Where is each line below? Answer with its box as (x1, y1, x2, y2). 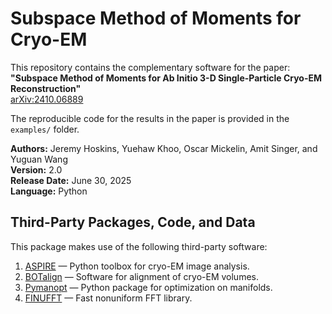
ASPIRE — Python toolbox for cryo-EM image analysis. (24, 260, 250, 272)
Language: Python (10, 185, 88, 197)
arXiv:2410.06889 (10, 93, 84, 105)
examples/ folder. (10, 123, 80, 135)
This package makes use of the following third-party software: (10, 240, 268, 252)
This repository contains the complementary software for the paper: (10, 61, 291, 73)
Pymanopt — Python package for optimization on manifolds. (24, 281, 273, 293)
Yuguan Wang (10, 153, 68, 165)
